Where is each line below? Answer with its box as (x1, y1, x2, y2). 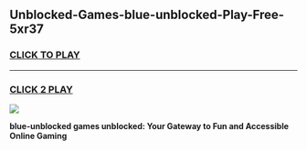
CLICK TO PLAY (9, 49, 80, 62)
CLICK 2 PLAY (9, 83, 73, 95)
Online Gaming (9, 130, 68, 141)
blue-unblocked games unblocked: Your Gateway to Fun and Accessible (9, 120, 290, 131)
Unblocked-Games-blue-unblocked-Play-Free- (9, 7, 285, 23)
